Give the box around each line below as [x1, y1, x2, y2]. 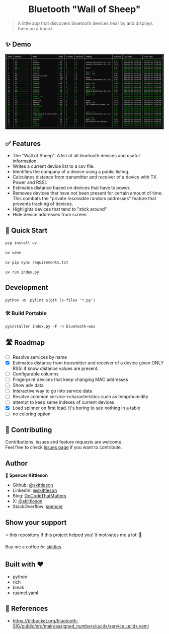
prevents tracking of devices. [12, 201, 73, 207]
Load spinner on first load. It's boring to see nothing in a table [12, 405, 141, 411]
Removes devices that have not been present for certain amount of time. [12, 190, 163, 196]
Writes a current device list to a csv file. [12, 163, 95, 169]
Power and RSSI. [12, 179, 47, 185]
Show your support [5, 518, 67, 527]
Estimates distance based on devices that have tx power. [12, 185, 131, 191]
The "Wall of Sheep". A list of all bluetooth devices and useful [12, 153, 140, 159]
